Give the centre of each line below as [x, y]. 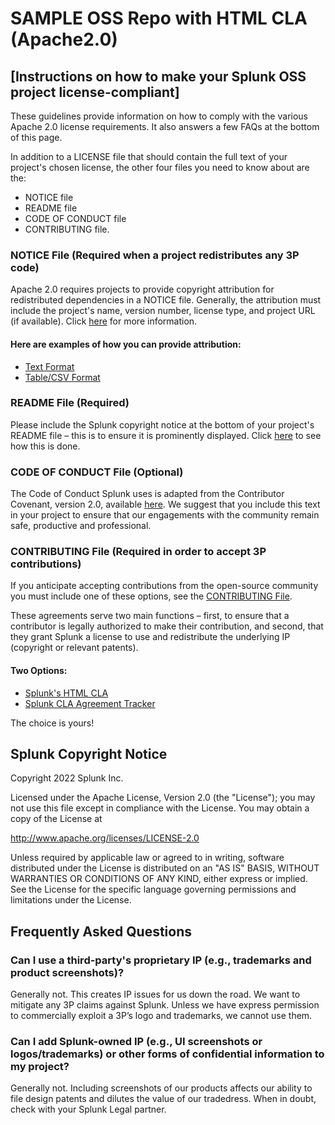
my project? [40, 1067]
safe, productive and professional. [81, 526]
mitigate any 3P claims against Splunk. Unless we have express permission [165, 1005]
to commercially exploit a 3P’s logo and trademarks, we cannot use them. [161, 1016]
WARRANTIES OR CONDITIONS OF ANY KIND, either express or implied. [159, 879]
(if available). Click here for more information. [104, 321]
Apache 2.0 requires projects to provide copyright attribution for [142, 289]
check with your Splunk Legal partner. [88, 1109]
